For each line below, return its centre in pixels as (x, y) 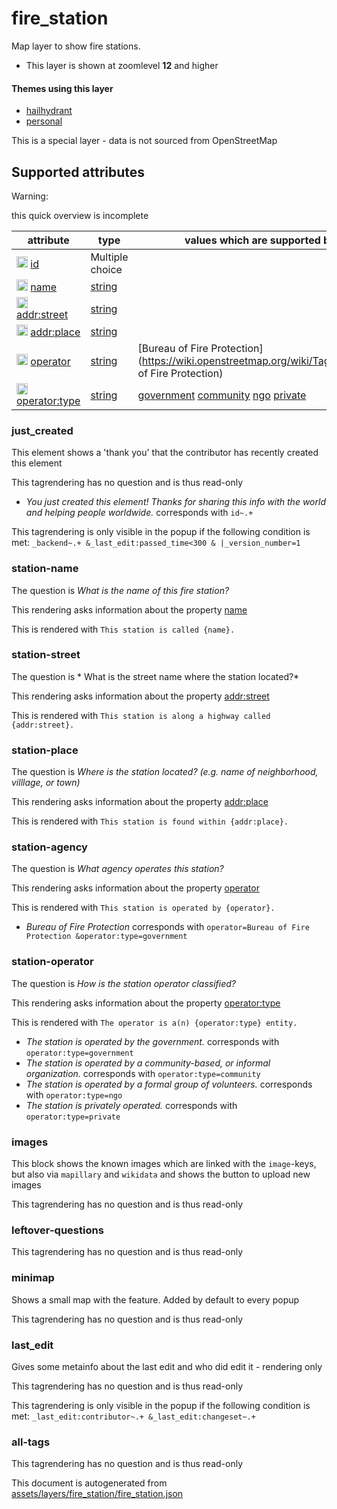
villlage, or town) (46, 783)
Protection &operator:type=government (106, 937)
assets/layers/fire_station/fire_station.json (97, 1494)
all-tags (31, 1442)
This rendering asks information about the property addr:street (140, 696)
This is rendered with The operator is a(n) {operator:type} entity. (154, 1022)
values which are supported (252, 240)
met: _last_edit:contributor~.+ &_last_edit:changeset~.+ (133, 1416)
